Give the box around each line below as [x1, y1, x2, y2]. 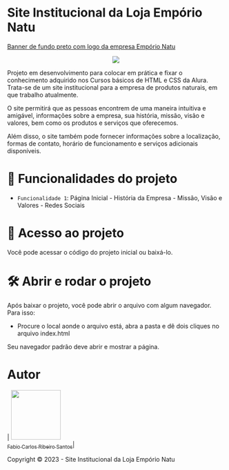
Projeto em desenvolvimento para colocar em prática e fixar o [7, 68, 183, 77]
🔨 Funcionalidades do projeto [7, 171, 178, 187]
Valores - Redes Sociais [17, 201, 85, 209]
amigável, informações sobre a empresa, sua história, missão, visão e [7, 111, 205, 119]
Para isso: [7, 309, 36, 317]
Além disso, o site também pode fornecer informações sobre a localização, [7, 132, 221, 140]
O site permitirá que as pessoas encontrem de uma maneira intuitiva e [7, 104, 207, 112]
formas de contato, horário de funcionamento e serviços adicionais [7, 139, 199, 148]
